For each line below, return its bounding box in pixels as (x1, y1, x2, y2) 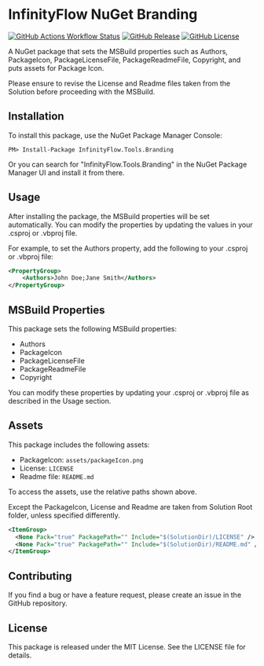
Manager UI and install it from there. (8, 167, 125, 177)
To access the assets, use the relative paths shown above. (8, 487, 197, 496)
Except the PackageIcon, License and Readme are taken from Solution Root (8, 502, 253, 511)
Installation (8, 110, 64, 123)
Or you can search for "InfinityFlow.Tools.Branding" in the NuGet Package (8, 159, 247, 169)
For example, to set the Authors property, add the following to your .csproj (8, 243, 248, 253)
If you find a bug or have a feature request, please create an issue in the (8, 591, 242, 600)
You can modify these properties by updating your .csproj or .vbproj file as (8, 388, 250, 397)
